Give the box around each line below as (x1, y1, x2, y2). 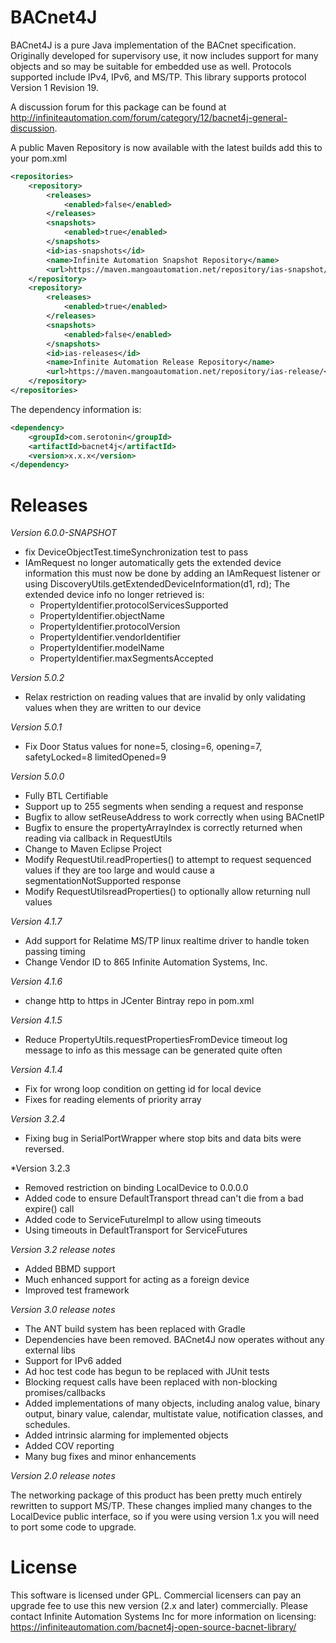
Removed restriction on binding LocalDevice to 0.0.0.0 (24, 1182, 249, 1194)
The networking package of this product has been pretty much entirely (10, 1489, 303, 1501)
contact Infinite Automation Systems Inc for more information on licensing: (10, 1611, 317, 1623)
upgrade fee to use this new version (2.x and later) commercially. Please (10, 1600, 308, 1612)
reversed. (24, 1143, 65, 1155)
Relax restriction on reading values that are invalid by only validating (24, 691, 306, 703)
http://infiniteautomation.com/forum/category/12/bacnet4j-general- (10, 111, 288, 123)
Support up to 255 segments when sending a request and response (24, 801, 304, 813)
